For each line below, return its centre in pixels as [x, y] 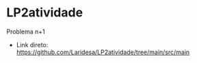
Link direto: [32, 45]
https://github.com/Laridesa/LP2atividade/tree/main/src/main [103, 52]
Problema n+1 [26, 32]
